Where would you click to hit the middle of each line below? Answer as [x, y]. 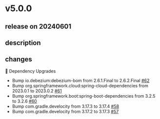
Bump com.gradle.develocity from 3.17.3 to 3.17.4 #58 [66, 106]
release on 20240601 [38, 26]
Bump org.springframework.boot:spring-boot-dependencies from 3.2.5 [84, 96]
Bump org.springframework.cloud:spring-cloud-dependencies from [80, 85]
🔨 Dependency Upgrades [30, 71]
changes [19, 59]
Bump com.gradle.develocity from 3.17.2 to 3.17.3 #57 [65, 111]
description [23, 42]
